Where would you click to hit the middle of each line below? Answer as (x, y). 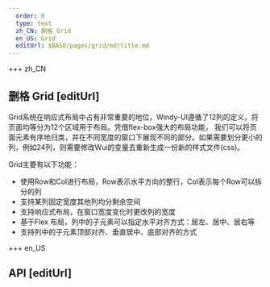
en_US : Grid (36, 38)
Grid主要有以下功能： (44, 164)
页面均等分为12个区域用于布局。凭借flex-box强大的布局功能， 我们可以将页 (133, 127)
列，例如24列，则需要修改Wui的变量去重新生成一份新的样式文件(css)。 (126, 147)
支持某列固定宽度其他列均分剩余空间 (80, 202)
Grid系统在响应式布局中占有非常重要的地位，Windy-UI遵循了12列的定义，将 (134, 117)
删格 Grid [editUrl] (54, 96)
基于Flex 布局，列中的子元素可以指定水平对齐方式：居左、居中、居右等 (137, 222)
